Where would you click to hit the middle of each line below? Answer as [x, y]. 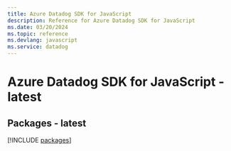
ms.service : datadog [38, 47]
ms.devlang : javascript [43, 40]
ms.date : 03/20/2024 [38, 27]
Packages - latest [47, 123]
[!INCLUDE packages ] [39, 140]
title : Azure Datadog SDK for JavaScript [70, 14]
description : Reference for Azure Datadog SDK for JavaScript [101, 21]
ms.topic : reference [38, 34]
